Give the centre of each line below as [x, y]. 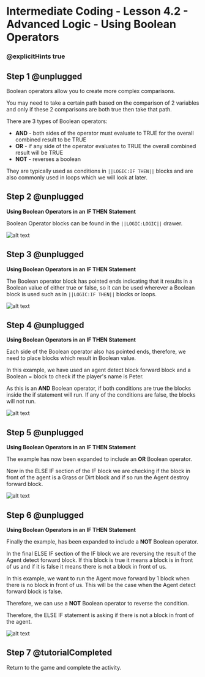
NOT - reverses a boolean [48, 159]
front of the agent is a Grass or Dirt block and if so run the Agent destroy [98, 477]
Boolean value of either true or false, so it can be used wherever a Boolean [101, 287]
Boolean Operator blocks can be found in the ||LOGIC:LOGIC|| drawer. [95, 223]
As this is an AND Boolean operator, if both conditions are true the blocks [99, 388]
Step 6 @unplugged [45, 515]
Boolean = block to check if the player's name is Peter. [75, 376]
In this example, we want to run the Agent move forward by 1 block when [98, 578]
